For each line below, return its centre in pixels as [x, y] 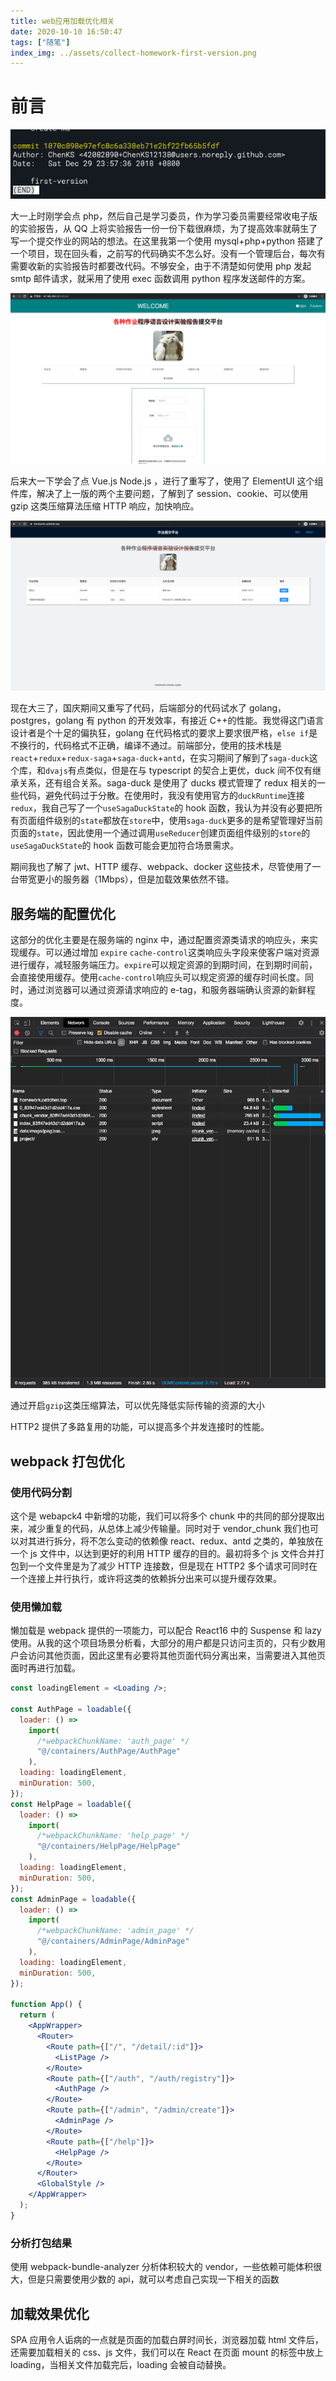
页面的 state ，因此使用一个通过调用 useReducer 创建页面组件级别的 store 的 [160, 833]
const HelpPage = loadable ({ [71, 1804]
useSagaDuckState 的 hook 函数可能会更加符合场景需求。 [125, 846]
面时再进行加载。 [45, 1668]
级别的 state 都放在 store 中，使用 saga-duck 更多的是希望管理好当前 [188, 821]
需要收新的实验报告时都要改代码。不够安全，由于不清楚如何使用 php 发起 [161, 266]
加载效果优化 [50, 2313]
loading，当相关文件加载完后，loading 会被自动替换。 [121, 2364]
